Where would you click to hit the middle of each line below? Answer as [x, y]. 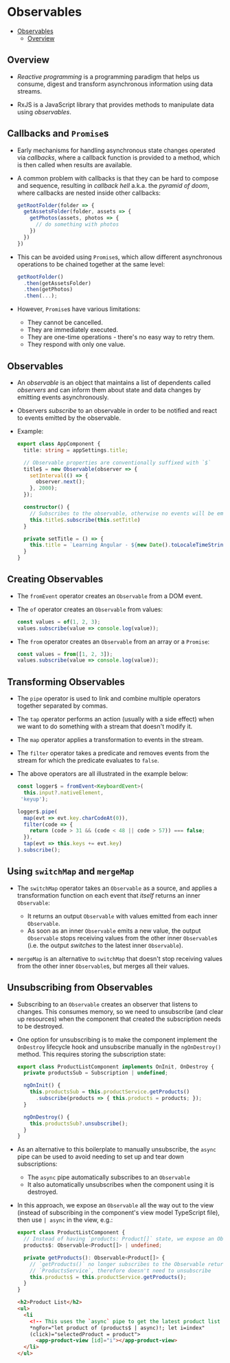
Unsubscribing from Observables [80, 987]
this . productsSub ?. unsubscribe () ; [79, 1123]
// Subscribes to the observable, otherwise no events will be [122, 514]
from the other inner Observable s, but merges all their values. [103, 966]
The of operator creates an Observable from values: [90, 609]
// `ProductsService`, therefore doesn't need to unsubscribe [120, 1271]
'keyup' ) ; [34, 799]
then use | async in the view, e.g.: [65, 1220]
